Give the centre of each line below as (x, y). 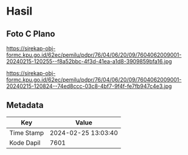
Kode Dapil (25, 143)
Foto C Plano (31, 34)
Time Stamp (27, 132)
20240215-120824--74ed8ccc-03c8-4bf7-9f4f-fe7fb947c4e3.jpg (89, 86)
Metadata (25, 105)
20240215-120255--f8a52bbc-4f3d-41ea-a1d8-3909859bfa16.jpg (89, 61)
